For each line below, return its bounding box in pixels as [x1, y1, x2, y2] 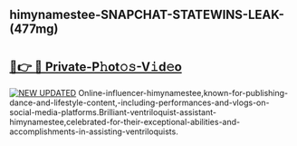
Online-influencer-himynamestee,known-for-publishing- [78, 88, 289, 98]
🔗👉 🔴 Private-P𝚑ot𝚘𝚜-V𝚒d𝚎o [9, 59, 183, 74]
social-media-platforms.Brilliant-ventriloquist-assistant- [9, 107, 217, 117]
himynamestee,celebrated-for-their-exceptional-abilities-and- [9, 117, 241, 127]
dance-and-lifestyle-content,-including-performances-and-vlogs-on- [9, 97, 270, 108]
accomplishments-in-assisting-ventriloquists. [9, 126, 178, 137]
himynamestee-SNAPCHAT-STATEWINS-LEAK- [9, 7, 285, 23]
